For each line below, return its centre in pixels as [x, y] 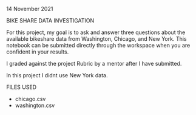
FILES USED [22, 87]
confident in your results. [38, 52]
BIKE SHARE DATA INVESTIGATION [50, 20]
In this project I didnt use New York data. [57, 75]
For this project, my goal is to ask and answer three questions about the [96, 32]
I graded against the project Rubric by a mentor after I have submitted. [94, 64]
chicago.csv [30, 99]
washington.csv [35, 105]
